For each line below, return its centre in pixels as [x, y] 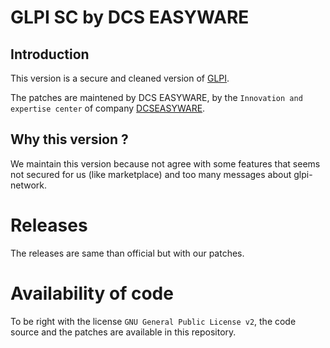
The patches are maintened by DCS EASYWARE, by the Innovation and [156, 97]
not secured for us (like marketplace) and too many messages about [151, 174]
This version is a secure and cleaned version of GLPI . [120, 78]
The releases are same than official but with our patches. [127, 253]
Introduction [50, 54]
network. [29, 185]
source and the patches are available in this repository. [123, 332]
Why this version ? [69, 139]
